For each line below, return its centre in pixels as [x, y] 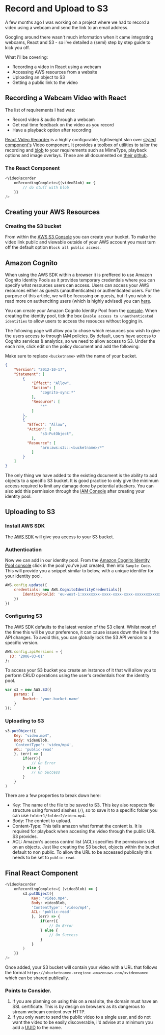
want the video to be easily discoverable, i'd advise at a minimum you [82, 1022]
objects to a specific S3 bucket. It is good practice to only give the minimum [82, 481]
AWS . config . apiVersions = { [34, 652]
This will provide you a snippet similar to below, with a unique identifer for [79, 571]
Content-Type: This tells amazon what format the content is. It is [77, 826]
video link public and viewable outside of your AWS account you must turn [81, 242]
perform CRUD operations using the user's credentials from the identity [77, 676]
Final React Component [42, 873]
